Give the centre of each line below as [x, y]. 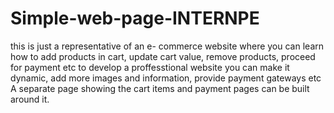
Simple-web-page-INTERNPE [135, 18]
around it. [30, 99]
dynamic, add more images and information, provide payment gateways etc [166, 78]
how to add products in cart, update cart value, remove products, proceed [163, 56]
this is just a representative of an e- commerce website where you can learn [167, 46]
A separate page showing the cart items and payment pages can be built [160, 88]
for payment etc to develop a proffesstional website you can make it [150, 67]
